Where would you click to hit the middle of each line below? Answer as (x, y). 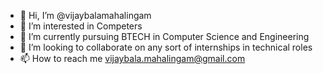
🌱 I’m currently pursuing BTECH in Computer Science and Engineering (164, 36)
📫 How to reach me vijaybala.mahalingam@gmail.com (132, 58)
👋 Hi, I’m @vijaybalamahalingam (85, 15)
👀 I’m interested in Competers (81, 26)
